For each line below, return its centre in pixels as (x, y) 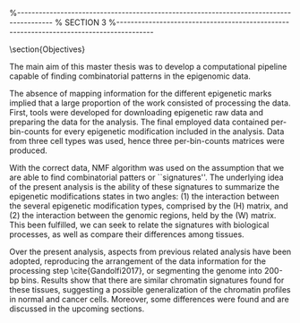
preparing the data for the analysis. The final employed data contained (139, 122)
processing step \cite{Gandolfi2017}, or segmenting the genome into (136, 271)
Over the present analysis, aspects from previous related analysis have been (150, 251)
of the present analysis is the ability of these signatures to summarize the (145, 187)
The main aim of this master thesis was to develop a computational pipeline (148, 67)
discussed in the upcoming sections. (77, 309)
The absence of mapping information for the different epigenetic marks (141, 93)
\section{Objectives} (47, 49)
